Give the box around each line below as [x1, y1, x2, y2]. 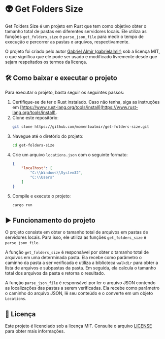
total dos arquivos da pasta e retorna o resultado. [5, 270, 105, 276]
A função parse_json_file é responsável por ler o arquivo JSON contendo [5, 280, 156, 286]
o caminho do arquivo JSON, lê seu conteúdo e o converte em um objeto [5, 290, 153, 296]
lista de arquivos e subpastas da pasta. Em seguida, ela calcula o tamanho [5, 265, 156, 271]
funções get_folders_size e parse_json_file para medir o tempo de [5, 34, 144, 39]
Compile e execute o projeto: [12, 193, 71, 199]
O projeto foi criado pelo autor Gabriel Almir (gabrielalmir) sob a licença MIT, [5, 48, 160, 54]
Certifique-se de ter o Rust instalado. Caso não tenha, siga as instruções [12, 99, 160, 105]
